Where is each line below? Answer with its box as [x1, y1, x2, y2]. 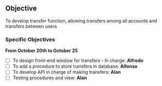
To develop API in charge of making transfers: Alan [12, 69, 121, 75]
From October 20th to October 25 [5, 48, 78, 54]
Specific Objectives [5, 36, 55, 43]
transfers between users [5, 23, 57, 29]
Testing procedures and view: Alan [12, 75, 87, 81]
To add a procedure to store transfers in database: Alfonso [12, 63, 137, 70]
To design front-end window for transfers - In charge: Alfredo [12, 57, 144, 63]
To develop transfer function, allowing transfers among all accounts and [5, 17, 157, 24]
